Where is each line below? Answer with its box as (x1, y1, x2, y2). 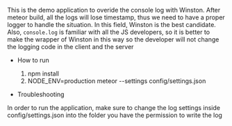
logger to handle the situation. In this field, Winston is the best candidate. (7, 21, 217, 28)
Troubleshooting (17, 90, 65, 98)
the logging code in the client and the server (7, 43, 134, 51)
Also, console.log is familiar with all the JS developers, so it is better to (7, 28, 210, 36)
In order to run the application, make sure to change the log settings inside (7, 104, 221, 111)
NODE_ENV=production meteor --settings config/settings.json (27, 77, 206, 85)
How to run (17, 56, 50, 64)
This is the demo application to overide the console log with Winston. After (7, 6, 221, 14)
